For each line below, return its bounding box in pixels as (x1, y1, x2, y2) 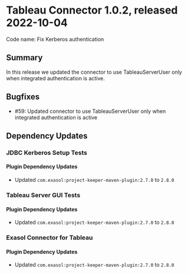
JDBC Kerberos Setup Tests (6, 148, 87, 156)
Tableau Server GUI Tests (6, 191, 81, 199)
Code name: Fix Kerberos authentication (6, 35, 104, 43)
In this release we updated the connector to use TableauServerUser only (6, 68, 183, 76)
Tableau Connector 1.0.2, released (6, 4, 178, 17)
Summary (6, 53, 43, 63)
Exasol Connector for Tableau (6, 234, 93, 242)
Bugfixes (6, 92, 40, 102)
